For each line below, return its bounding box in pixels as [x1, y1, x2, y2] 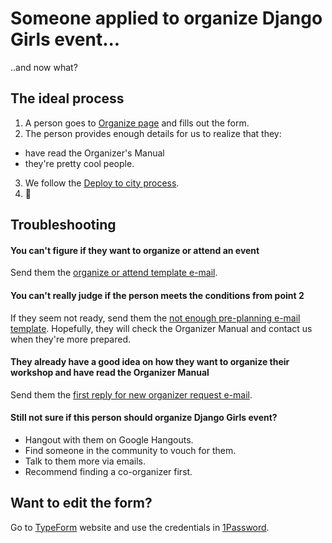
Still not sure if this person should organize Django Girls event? [10, 412, 278, 424]
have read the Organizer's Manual [24, 147, 165, 159]
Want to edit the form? [10, 495, 153, 512]
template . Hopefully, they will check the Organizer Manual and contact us [10, 322, 313, 334]
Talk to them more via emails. [24, 455, 147, 467]
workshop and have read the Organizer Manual [10, 367, 210, 379]
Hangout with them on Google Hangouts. [24, 433, 194, 446]
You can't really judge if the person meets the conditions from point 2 [10, 289, 305, 301]
